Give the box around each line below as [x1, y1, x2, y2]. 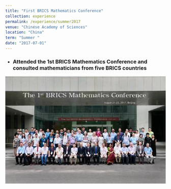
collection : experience [5, 13, 56, 19]
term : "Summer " [5, 35, 40, 40]
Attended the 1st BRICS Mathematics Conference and [12, 58, 148, 65]
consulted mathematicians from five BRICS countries [12, 64, 147, 72]
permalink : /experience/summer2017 [5, 19, 81, 24]
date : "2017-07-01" [5, 41, 47, 46]
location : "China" [5, 30, 44, 35]
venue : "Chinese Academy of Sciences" [5, 25, 88, 30]
